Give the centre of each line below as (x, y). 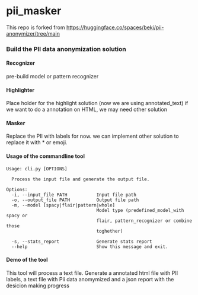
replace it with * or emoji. (37, 142)
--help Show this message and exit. (90, 247)
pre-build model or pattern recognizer (52, 77)
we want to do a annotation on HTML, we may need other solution (87, 110)
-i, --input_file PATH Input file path (74, 195)
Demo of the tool (27, 260)
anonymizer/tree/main (33, 33)
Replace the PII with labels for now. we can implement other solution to (92, 136)
